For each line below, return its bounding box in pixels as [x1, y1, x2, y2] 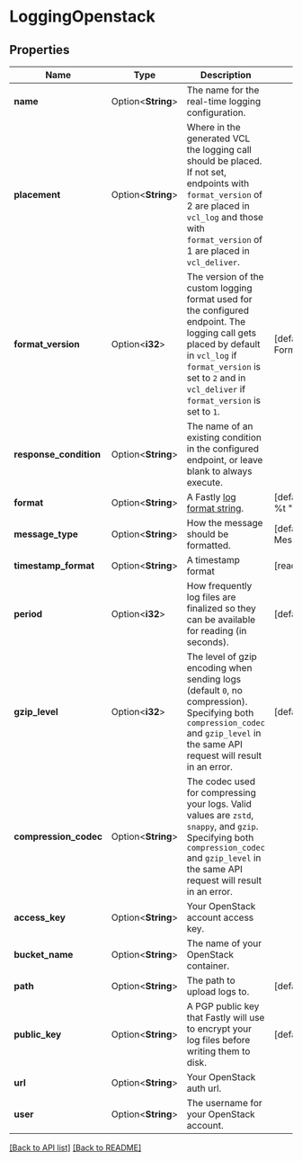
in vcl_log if [186, 349, 237, 362]
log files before [186, 1034, 251, 1046]
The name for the [186, 84, 260, 96]
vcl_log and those [186, 211, 263, 223]
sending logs [186, 673, 241, 685]
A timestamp [186, 554, 241, 566]
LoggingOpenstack [9, 6, 155, 27]
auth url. [186, 1082, 222, 1094]
